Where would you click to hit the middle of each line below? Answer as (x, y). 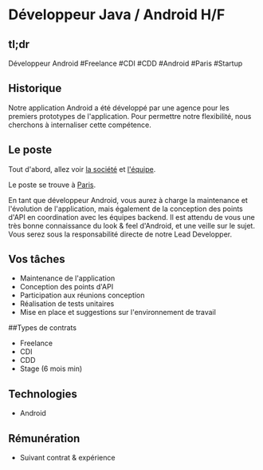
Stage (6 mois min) (51, 368)
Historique (35, 88)
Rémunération (44, 438)
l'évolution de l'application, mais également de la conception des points (126, 209)
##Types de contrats (43, 328)
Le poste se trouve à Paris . (52, 185)
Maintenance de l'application (67, 278)
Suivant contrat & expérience (67, 458)
